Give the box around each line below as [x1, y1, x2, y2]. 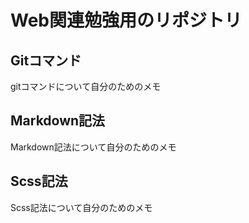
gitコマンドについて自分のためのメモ [10, 81, 162, 92]
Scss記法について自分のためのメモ [10, 201, 153, 213]
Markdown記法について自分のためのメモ [10, 141, 177, 153]
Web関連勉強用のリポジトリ [10, 9, 242, 32]
